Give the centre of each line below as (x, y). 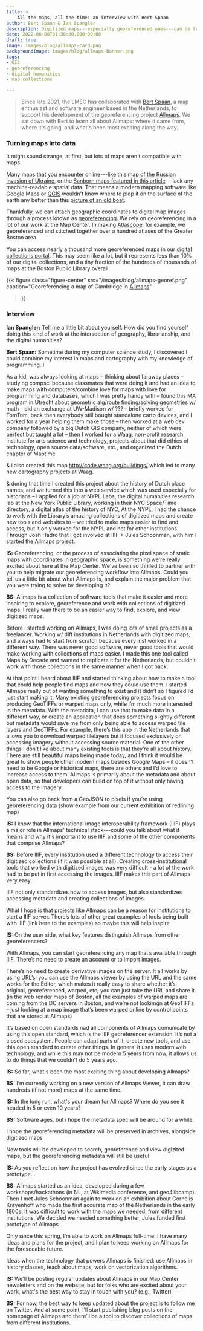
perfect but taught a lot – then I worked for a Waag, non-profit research (95, 434)
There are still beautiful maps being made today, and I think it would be (95, 755)
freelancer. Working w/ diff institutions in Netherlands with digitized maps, (98, 634)
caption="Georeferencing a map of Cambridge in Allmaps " (79, 287)
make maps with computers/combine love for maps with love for (86, 389)
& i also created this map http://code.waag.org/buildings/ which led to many (101, 465)
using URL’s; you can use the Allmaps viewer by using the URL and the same (101, 977)
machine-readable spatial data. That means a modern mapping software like (101, 187)
